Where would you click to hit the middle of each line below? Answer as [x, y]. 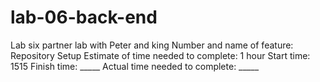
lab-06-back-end [84, 17]
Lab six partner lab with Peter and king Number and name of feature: [152, 45]
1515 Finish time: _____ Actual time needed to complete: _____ [135, 66]
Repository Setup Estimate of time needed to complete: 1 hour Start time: [160, 55]
